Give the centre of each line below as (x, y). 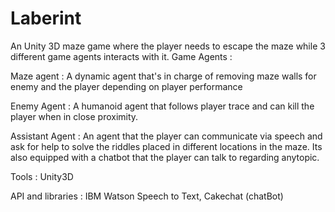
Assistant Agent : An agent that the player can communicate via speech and (166, 136)
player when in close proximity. (74, 116)
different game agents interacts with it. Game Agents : (121, 56)
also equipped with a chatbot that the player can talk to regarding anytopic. (165, 157)
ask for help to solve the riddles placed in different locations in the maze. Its (166, 146)
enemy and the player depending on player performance (126, 86)
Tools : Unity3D (42, 176)
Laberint (46, 18)
